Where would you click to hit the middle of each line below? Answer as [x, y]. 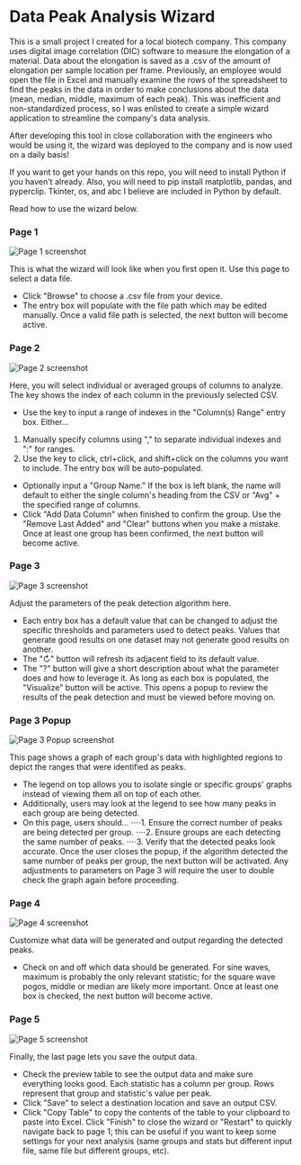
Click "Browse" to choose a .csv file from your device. [122, 296]
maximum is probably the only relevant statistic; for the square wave [149, 977]
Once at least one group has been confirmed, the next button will [143, 533]
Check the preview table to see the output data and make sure [137, 1074]
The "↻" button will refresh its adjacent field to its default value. [141, 658]
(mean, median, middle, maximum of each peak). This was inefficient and [145, 99]
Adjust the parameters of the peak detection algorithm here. [120, 603]
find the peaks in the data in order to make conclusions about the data [139, 89]
